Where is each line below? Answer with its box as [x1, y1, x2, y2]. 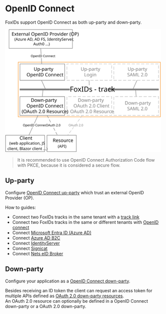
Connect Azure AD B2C [12, 235, 61, 241]
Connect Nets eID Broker [12, 250, 63, 256]
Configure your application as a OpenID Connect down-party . [5, 278, 130, 284]
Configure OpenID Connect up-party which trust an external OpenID [5, 189, 144, 195]
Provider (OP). [5, 195, 35, 201]
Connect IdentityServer [12, 240, 60, 246]
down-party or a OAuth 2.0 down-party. [5, 303, 86, 309]
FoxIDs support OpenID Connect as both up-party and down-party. [5, 19, 142, 25]
